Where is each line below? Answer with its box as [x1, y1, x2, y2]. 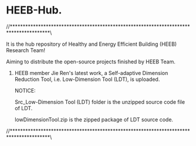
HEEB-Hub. [6, 4, 62, 17]
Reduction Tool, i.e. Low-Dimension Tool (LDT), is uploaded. [14, 76, 160, 83]
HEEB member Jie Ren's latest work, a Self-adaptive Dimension [14, 69, 168, 76]
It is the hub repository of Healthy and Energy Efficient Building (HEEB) [6, 40, 177, 47]
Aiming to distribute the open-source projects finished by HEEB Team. [6, 58, 176, 65]
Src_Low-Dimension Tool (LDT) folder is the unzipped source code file [14, 98, 185, 106]
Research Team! [6, 46, 46, 53]
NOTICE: [14, 87, 36, 94]
